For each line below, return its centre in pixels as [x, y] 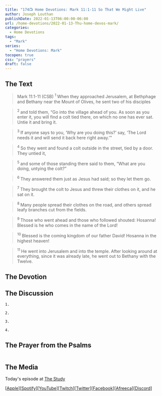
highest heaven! [33, 241]
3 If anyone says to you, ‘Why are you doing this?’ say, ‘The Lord [81, 132]
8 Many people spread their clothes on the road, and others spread [84, 204]
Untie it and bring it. [37, 122]
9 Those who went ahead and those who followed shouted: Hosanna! [86, 219]
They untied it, [31, 153]
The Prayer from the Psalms [48, 345]
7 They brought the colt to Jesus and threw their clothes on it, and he [86, 188]
